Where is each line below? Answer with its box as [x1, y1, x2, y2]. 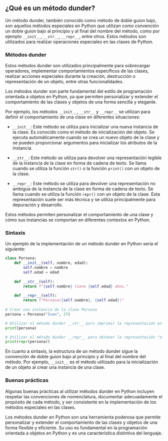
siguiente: [5, 246, 26, 252]
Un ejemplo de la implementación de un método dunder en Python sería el [5, 241, 158, 247]
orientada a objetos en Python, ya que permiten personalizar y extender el [5, 94, 158, 100]
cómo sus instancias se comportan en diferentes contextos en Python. [5, 217, 151, 223]
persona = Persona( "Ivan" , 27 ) [5, 312, 70, 317]
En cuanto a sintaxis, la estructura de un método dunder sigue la [5, 348, 138, 354]
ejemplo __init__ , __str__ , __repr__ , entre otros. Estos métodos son [5, 33, 146, 39]
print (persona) [5, 326, 37, 331]
